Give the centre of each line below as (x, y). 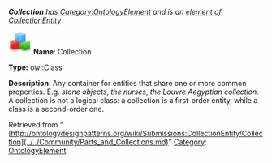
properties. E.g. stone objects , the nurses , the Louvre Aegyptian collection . (134, 92)
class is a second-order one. (56, 109)
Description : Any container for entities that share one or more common (127, 83)
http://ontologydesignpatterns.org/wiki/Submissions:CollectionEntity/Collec (137, 133)
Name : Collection (62, 51)
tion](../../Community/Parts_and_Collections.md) (89, 142)
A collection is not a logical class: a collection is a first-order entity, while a (133, 100)
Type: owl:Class (35, 67)
